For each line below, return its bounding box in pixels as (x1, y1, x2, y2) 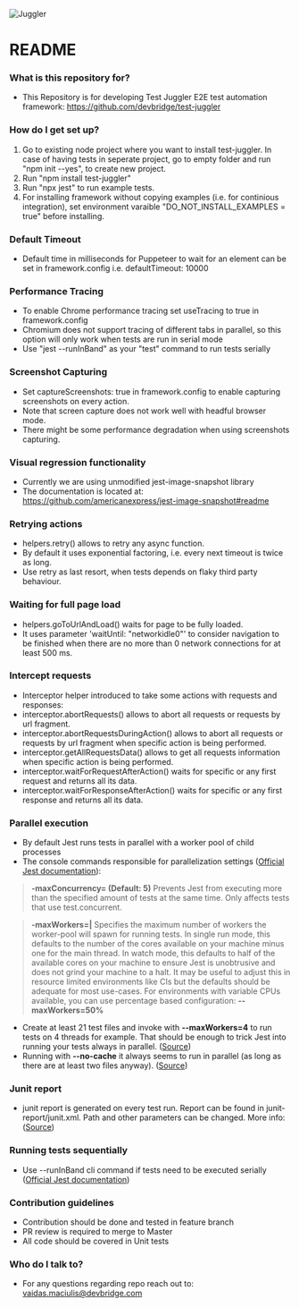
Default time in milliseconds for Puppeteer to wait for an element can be (21, 253, 287, 264)
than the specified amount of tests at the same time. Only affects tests (30, 893, 290, 904)
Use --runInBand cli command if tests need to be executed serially (21, 1164, 268, 1175)
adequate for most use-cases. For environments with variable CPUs (30, 986, 281, 997)
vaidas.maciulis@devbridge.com (21, 1288, 143, 1299)
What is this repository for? (9, 72, 131, 84)
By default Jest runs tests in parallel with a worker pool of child (21, 837, 254, 848)
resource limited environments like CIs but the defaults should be (30, 976, 270, 988)
